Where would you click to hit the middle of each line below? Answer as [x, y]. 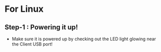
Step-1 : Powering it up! [41, 27]
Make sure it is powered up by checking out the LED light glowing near [84, 39]
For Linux [24, 9]
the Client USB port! [32, 44]
